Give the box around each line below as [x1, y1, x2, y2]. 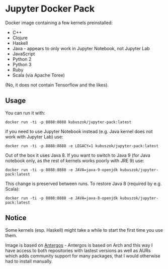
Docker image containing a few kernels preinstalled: [5, 20, 113, 26]
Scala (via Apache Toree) [12, 72, 65, 78]
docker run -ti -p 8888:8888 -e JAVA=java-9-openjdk [5, 167, 118, 172]
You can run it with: [5, 110, 45, 116]
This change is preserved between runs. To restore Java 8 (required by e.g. [5, 181, 162, 187]
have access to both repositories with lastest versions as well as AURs [5, 247, 151, 253]
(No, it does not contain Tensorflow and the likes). [5, 81, 109, 88]
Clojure [12, 35, 28, 41]
